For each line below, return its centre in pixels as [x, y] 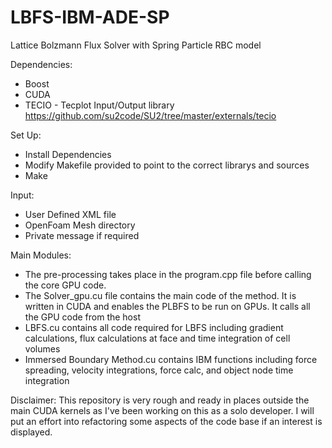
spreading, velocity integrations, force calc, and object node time [159, 370]
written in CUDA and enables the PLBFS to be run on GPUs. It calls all [167, 306]
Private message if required [82, 235]
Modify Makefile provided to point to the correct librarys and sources [167, 165]
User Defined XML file [70, 214]
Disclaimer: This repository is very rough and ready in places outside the [160, 400]
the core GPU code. [65, 285]
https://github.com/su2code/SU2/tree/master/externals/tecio [150, 115]
